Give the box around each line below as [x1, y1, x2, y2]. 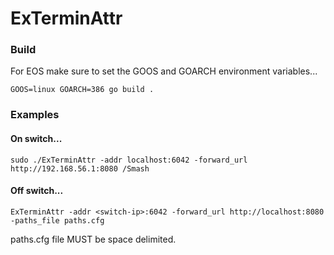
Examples [10, 108, 60, 122]
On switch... [10, 133, 63, 144]
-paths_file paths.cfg [10, 215, 105, 226]
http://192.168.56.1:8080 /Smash [10, 163, 150, 174]
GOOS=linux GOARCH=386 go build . [10, 85, 155, 95]
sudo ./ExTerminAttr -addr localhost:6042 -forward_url [10, 155, 248, 165]
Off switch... [10, 185, 64, 197]
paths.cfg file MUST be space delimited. [10, 233, 177, 245]
